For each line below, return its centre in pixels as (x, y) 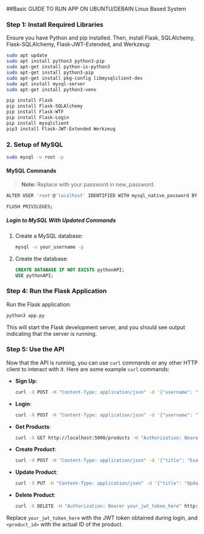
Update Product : (36, 472)
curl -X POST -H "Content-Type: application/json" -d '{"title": (100, 461)
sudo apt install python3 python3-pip (55, 61)
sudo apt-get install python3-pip (50, 73)
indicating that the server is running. (52, 333)
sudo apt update (27, 55)
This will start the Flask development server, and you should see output (96, 327)
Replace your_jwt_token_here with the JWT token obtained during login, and (102, 518)
